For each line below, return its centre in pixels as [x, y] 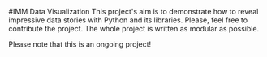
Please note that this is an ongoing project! [80, 44]
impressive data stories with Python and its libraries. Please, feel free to [128, 20]
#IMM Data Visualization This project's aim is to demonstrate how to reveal [133, 12]
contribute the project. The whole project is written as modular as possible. [134, 28]
